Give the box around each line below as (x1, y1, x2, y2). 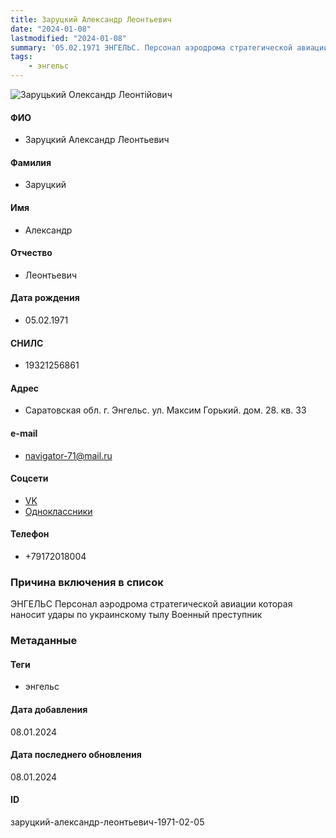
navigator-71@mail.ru (24, 449, 113, 461)
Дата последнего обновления (10, 749, 142, 761)
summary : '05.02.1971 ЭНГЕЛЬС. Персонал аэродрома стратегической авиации (10, 42, 329, 53)
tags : (10, 52, 33, 62)
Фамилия (10, 156, 52, 168)
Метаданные (10, 634, 78, 648)
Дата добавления (10, 704, 88, 716)
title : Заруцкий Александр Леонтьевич (10, 14, 172, 25)
